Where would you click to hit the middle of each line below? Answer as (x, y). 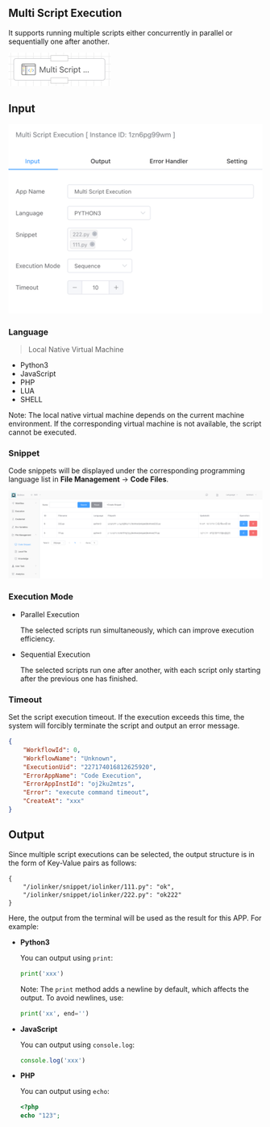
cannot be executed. (42, 432)
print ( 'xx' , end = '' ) (54, 1013)
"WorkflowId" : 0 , (52, 750)
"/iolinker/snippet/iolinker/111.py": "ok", (99, 887)
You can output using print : (66, 957)
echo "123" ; (40, 1116)
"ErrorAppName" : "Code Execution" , (83, 776)
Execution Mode (41, 597)
